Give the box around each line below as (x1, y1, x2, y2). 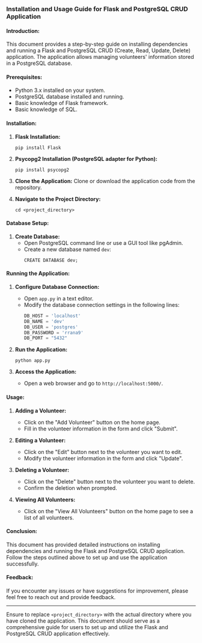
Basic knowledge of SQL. (14, 106, 78, 113)
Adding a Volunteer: (14, 407, 67, 414)
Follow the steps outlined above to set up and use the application (6, 554, 167, 561)
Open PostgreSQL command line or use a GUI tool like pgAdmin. (23, 239, 183, 246)
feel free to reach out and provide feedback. (6, 593, 116, 600)
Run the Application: (14, 346, 68, 353)
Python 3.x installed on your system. (14, 86, 105, 94)
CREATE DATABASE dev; (23, 257, 78, 263)
